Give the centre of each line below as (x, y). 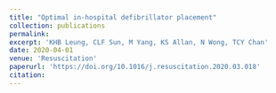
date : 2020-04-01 (41, 50)
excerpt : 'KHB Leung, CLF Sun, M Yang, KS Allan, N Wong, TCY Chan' (139, 42)
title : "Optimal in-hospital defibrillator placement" (113, 17)
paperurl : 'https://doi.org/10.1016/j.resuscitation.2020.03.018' (135, 67)
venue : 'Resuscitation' (53, 58)
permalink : (29, 34)
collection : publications (57, 26)
